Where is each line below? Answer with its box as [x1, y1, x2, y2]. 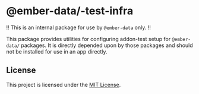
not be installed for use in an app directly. [6, 48, 108, 55]
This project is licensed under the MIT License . [6, 81, 121, 88]
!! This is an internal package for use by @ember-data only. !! [6, 24, 151, 31]
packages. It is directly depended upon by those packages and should [20, 42, 193, 49]
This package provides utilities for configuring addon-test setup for [6, 35, 171, 42]
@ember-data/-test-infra [6, 4, 134, 18]
